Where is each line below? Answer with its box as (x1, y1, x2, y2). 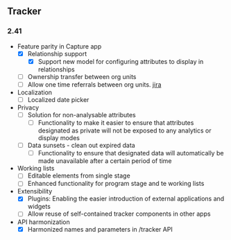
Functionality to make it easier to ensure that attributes (37, 119, 194, 127)
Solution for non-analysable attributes (27, 111, 137, 119)
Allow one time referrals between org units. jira (27, 80, 162, 89)
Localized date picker (27, 95, 89, 103)
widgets (27, 203, 51, 211)
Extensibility (17, 187, 53, 196)
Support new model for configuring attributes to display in (37, 57, 204, 65)
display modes (37, 134, 80, 142)
